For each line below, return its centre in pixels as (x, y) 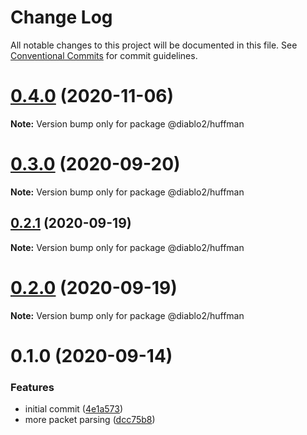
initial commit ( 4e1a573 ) (73, 409)
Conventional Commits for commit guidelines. (104, 55)
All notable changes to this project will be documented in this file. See (154, 45)
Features (32, 387)
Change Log (61, 17)
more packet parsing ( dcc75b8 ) (90, 420)
